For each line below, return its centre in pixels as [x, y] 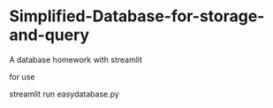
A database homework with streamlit [76, 59]
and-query [49, 35]
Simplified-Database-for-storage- [137, 16]
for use [22, 76]
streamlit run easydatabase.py [64, 94]
